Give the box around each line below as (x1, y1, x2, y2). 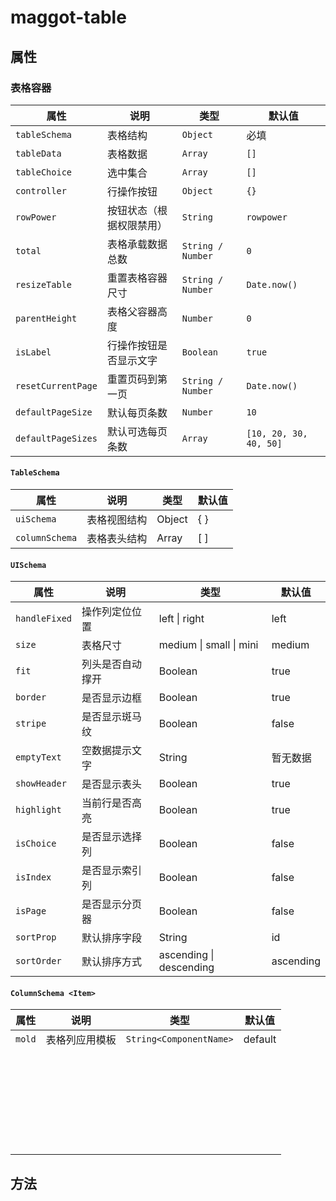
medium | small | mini (158, 638, 259, 652)
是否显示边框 (81, 691, 143, 705)
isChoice (15, 838, 57, 850)
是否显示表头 (81, 777, 143, 791)
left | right (158, 612, 205, 626)
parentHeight (15, 312, 78, 324)
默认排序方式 (81, 955, 143, 969)
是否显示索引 (81, 864, 143, 878)
